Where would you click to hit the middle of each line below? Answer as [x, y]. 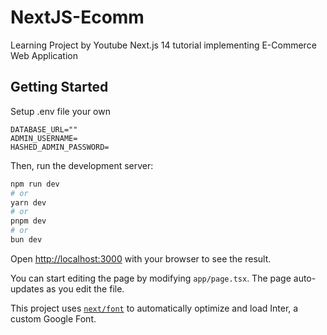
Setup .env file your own [60, 111]
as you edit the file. [85, 288]
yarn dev [28, 202]
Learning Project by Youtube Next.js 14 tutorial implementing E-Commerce [163, 45]
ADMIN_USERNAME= [44, 138]
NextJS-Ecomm [77, 17]
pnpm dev [28, 221]
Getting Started [59, 87]
